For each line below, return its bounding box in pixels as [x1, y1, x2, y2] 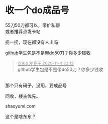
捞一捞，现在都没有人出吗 [5, 39, 58, 45]
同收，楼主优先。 [5, 93, 41, 99]
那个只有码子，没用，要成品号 [5, 82, 67, 88]
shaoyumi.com [5, 103, 36, 109]
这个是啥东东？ [5, 113, 36, 119]
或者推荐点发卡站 [5, 28, 41, 34]
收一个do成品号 [5, 5, 69, 16]
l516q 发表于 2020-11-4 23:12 [17, 60, 74, 66]
